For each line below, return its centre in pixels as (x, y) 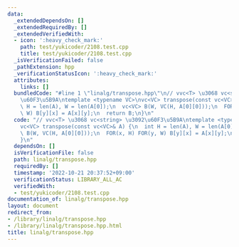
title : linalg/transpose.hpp (51, 232)
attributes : (32, 80)
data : (15, 14)
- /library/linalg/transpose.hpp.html (65, 226)
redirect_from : (30, 213)
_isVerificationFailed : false (58, 61)
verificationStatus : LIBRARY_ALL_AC (68, 179)
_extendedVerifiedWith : (49, 34)
